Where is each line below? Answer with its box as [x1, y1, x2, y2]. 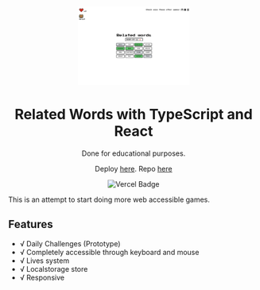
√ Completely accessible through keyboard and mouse [19, 247, 200, 257]
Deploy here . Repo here [95, 164, 173, 173]
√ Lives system [19, 256, 70, 265]
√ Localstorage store [19, 264, 88, 273]
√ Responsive [19, 273, 65, 282]
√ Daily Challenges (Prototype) [19, 238, 121, 248]
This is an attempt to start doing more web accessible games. [8, 195, 211, 204]
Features [8, 218, 53, 231]
